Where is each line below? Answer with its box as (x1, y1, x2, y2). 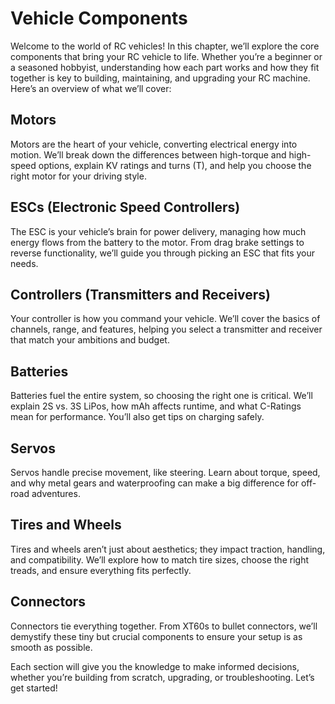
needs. (10, 257, 39, 269)
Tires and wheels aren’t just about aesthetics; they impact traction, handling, (10, 543, 326, 555)
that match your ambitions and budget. (10, 334, 170, 346)
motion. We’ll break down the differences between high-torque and (10, 148, 287, 161)
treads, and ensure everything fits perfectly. (10, 564, 192, 576)
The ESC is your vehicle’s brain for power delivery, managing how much (10, 225, 307, 237)
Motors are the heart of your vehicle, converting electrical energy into (10, 138, 298, 150)
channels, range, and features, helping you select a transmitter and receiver (10, 323, 323, 336)
